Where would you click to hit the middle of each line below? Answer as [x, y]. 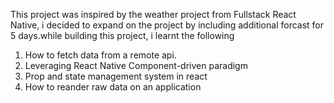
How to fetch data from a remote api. [100, 55]
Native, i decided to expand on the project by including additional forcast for [167, 25]
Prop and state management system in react [116, 76]
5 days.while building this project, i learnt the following [122, 35]
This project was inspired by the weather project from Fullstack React [153, 14]
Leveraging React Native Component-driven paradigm [136, 65]
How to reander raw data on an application [113, 87]
